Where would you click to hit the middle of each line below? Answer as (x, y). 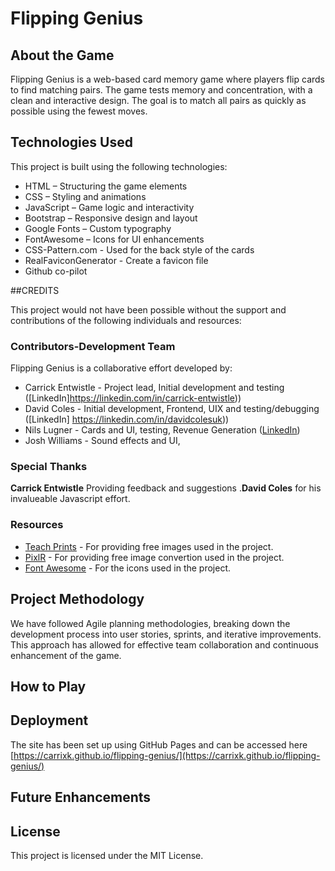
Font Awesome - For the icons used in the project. (128, 568)
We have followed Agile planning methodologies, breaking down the (150, 623)
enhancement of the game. (66, 655)
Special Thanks (49, 467)
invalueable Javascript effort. (70, 499)
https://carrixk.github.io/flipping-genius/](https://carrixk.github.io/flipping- (167, 755)
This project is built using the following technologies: (119, 166)
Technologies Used (71, 142)
